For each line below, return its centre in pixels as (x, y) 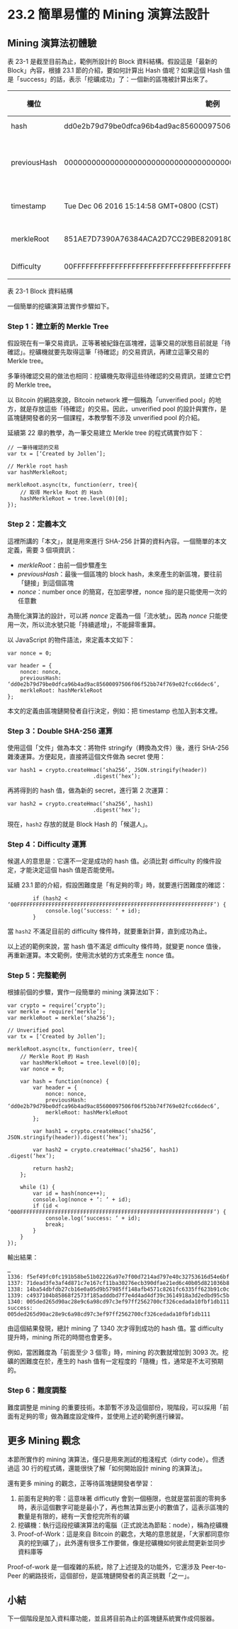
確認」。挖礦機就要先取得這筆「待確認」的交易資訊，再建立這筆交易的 (108, 352)
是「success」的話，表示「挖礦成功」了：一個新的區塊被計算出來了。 (109, 79)
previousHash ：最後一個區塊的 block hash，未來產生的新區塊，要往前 (120, 574)
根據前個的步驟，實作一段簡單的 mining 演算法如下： (84, 992)
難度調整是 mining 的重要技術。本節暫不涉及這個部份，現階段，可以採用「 (115, 1407)
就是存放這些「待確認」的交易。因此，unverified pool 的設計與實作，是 (123, 409)
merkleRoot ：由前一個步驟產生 (62, 565)
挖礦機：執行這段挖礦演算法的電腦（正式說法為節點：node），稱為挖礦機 (123, 1525)
